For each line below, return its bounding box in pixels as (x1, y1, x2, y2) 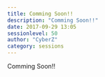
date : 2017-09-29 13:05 (7, 23, 77, 30)
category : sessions (7, 43, 64, 50)
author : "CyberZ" (7, 36, 58, 43)
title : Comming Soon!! (7, 10, 73, 17)
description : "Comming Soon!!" (7, 17, 99, 24)
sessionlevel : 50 (7, 29, 58, 37)
